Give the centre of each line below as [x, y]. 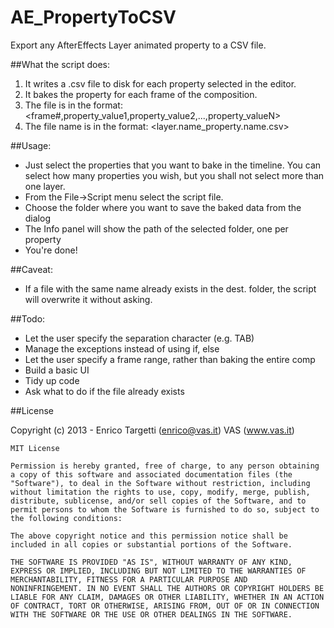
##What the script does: [60, 64]
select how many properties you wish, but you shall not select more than [174, 175]
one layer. [45, 186]
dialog [37, 218]
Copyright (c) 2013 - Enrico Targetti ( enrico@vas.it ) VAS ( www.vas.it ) [152, 430]
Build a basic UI [57, 370]
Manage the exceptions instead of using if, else [122, 348]
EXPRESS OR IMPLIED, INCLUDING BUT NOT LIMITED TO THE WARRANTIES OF [158, 571]
